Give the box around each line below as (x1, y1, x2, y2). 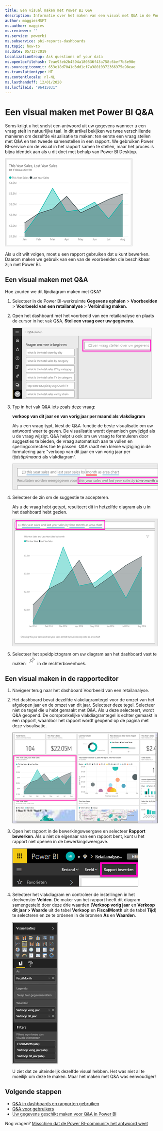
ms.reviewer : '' (5, 28, 38, 34)
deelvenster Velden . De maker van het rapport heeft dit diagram (12, 896, 141, 902)
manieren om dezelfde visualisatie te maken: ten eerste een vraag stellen (5, 133, 151, 139)
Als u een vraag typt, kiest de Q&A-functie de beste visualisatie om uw (12, 422, 153, 429)
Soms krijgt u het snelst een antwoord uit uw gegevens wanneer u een (5, 122, 146, 129)
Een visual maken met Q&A (5, 276, 88, 284)
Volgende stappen (5, 1088, 62, 1096)
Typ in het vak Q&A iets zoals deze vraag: (12, 404, 96, 410)
